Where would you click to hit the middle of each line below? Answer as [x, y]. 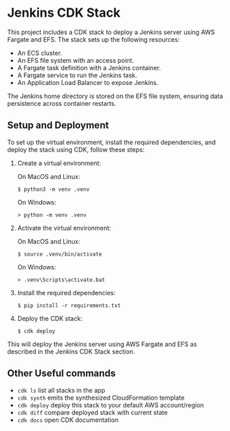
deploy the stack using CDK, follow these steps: [76, 149]
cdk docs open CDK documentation [68, 420]
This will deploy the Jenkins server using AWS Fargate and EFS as [102, 344]
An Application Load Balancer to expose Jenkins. [88, 82]
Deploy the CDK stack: [50, 318]
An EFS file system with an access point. [76, 60]
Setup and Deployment [58, 126]
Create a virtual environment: [59, 163]
